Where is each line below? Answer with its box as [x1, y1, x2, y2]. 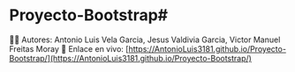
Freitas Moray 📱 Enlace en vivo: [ [9, 43, 129, 54]
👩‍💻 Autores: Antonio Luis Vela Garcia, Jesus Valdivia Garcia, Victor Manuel [9, 34, 281, 45]
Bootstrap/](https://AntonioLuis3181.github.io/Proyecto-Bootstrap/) [9, 53, 252, 63]
